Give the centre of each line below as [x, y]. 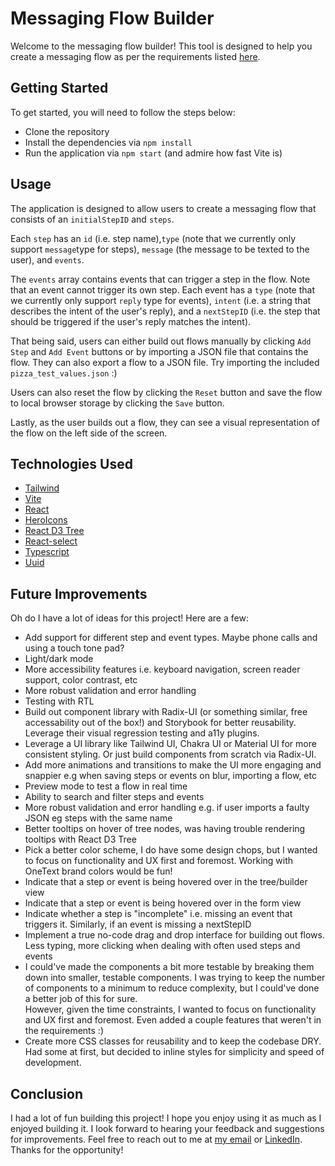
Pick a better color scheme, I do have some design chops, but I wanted [171, 850]
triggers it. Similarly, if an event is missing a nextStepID [138, 924]
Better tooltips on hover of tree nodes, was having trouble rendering [165, 829]
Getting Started [59, 88]
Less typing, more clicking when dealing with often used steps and [162, 946]
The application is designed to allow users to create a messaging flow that [163, 208]
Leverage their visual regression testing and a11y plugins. [142, 733]
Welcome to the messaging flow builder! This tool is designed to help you [161, 46]
